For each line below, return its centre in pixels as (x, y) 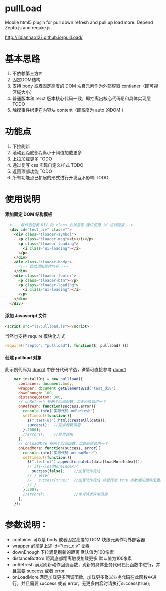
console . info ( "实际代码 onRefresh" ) (59, 411)
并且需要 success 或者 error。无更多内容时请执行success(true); (86, 583)
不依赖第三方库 (27, 73)
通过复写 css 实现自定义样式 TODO (48, 165)
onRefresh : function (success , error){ (57, 407)
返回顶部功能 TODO (32, 171)
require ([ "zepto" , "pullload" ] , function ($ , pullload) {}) (67, 346)
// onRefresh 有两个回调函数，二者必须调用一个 (62, 402)
